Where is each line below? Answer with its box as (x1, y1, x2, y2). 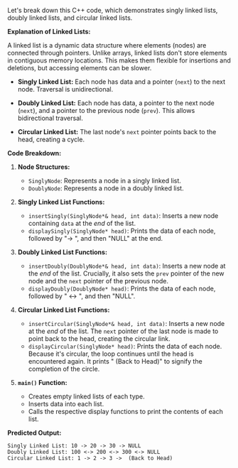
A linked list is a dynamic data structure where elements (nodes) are (7, 41, 207, 49)
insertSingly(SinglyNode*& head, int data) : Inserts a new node (28, 212, 219, 219)
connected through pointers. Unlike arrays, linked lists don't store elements (7, 49, 227, 57)
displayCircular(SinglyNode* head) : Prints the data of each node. (28, 342, 222, 350)
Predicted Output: (7, 429, 62, 437)
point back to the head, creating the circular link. (28, 334, 171, 343)
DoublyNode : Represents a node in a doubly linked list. (28, 184, 184, 192)
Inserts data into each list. (28, 400, 104, 408)
